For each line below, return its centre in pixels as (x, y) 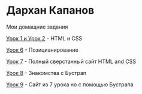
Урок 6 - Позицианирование (43, 50)
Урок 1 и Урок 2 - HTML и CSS (44, 38)
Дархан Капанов (50, 10)
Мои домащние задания (37, 27)
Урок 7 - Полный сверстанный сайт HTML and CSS (71, 61)
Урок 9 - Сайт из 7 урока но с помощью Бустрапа (70, 84)
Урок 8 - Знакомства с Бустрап (46, 73)
